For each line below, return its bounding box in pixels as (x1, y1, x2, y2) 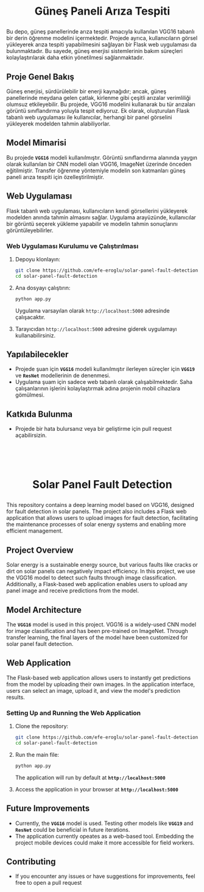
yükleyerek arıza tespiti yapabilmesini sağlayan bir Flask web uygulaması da (6, 41, 197, 48)
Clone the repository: (15, 723, 69, 730)
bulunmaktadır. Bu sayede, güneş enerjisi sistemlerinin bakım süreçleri (6, 48, 183, 55)
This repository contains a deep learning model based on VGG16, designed (6, 501, 194, 509)
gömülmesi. (15, 391, 44, 398)
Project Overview (6, 545, 74, 555)
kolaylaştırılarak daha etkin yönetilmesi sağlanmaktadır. (6, 54, 144, 62)
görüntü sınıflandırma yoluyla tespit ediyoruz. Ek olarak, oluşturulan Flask (6, 107, 190, 114)
